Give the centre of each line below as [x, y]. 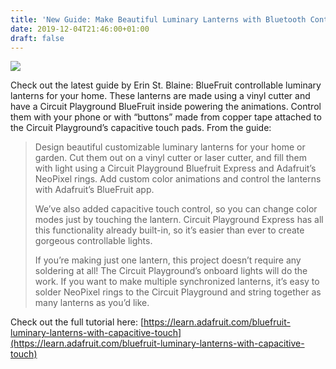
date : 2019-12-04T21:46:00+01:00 [80, 29]
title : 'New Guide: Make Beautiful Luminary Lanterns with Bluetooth [158, 19]
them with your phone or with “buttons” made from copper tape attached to [166, 117]
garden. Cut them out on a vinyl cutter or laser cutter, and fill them [171, 158]
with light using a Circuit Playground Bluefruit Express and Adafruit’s [175, 168]
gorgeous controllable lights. [93, 241]
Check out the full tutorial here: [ [77, 322]
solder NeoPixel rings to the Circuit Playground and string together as [178, 292]
